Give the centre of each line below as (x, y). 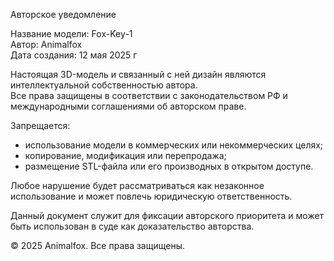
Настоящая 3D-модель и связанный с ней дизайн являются (138, 74)
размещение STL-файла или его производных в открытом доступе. (169, 166)
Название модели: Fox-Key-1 (71, 33)
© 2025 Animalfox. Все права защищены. (97, 245)
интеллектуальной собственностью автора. (104, 85)
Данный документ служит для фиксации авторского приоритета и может (167, 215)
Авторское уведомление (63, 14)
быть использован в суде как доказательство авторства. (132, 226)
